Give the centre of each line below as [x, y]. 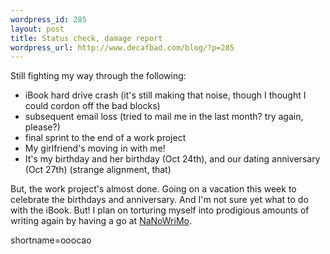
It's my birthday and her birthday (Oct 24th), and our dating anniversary [172, 159]
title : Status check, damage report [86, 38]
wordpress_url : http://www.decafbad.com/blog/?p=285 [122, 47]
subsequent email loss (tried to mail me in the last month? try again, [164, 117]
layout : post [37, 29]
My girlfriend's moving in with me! [95, 148]
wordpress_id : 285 [48, 19]
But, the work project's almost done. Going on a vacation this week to [153, 189]
